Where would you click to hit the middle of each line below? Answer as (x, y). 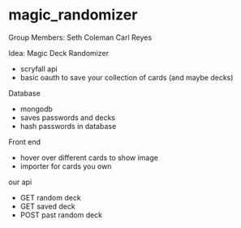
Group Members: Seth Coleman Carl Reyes (80, 37)
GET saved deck (47, 206)
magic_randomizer (73, 15)
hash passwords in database (68, 126)
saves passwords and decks (68, 117)
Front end (25, 142)
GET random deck (50, 197)
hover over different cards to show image (89, 157)
